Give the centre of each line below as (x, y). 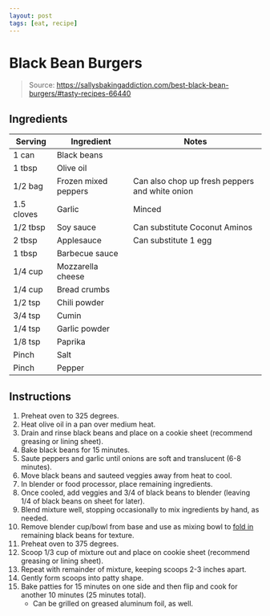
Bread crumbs (83, 290)
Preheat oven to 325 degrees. (70, 416)
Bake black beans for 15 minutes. (75, 450)
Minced (147, 210)
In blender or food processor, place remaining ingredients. (117, 484)
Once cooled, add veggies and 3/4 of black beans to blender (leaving (135, 493)
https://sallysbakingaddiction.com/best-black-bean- (143, 85)
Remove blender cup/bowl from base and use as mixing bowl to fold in (137, 527)
